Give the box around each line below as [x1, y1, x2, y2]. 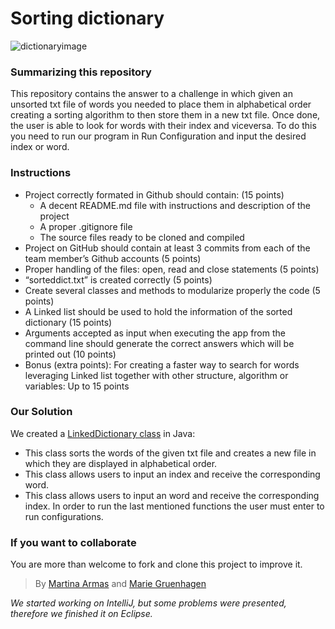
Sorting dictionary [10, 7, 165, 30]
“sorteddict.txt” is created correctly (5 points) [24, 273, 213, 286]
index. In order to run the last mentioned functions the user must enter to [24, 500, 325, 512]
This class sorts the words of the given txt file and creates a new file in [24, 447, 317, 459]
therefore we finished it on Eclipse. [10, 608, 153, 620]
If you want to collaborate [10, 535, 137, 549]
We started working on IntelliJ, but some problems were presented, [10, 597, 287, 609]
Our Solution [10, 405, 73, 419]
